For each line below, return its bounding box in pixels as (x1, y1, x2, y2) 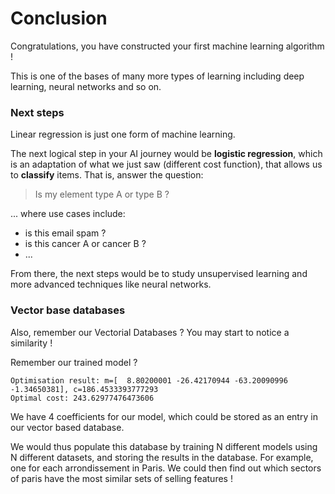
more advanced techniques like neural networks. (10, 278, 212, 291)
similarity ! (10, 337, 53, 349)
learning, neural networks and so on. (10, 80, 162, 92)
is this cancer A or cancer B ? (24, 238, 147, 250)
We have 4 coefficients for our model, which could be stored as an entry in (10, 410, 318, 422)
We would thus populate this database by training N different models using (10, 440, 318, 452)
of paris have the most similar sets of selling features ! (10, 472, 233, 484)
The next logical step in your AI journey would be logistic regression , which (10, 148, 323, 160)
